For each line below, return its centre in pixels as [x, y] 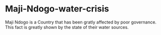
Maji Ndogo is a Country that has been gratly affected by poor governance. [81, 22]
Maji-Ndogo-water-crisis [57, 9]
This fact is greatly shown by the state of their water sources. [67, 27]
